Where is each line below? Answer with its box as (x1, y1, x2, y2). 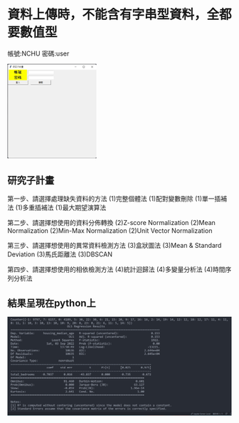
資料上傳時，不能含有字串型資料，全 (7, 6, 220, 23)
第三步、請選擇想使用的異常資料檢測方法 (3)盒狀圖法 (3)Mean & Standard (7, 241, 222, 250)
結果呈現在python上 (7, 297, 96, 309)
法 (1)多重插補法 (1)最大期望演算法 (7, 204, 107, 212)
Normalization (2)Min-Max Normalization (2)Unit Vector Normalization (7, 226, 213, 235)
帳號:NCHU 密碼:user (7, 49, 70, 58)
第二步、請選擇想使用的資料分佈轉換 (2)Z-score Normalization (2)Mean (7, 219, 216, 227)
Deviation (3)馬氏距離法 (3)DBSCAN (7, 250, 112, 258)
